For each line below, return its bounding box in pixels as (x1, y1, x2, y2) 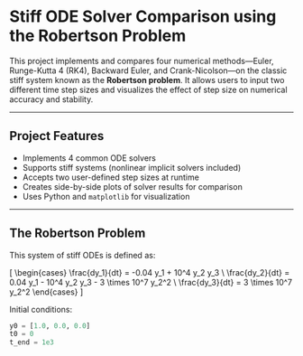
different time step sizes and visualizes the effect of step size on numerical (9, 84, 288, 95)
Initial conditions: (9, 304, 73, 314)
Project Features (9, 128, 105, 144)
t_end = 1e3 (9, 338, 54, 347)
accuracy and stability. (9, 93, 94, 105)
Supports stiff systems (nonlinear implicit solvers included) (22, 162, 242, 173)
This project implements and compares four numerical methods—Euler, (9, 55, 274, 66)
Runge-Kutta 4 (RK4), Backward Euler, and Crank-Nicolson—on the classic (9, 65, 288, 76)
